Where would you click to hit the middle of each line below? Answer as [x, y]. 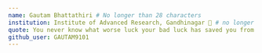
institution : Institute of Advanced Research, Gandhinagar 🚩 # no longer [131, 23]
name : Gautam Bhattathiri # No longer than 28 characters [105, 15]
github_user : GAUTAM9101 [49, 37]
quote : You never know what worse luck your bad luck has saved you [122, 30]
